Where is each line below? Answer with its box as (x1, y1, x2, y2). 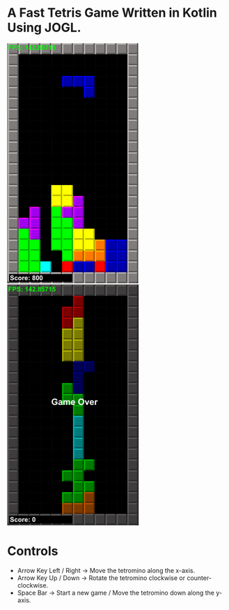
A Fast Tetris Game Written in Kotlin (7, 5, 217, 21)
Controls (7, 543, 58, 559)
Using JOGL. (7, 20, 81, 36)
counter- (187, 574, 212, 582)
